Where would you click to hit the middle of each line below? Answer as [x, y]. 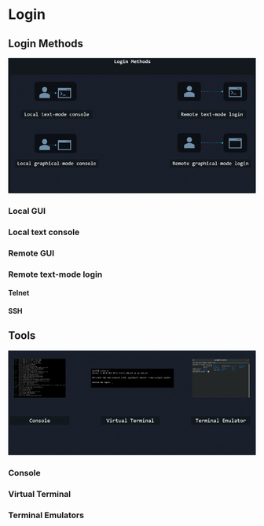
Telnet [19, 293]
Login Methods [46, 44]
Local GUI [27, 211]
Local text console [44, 232]
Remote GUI [31, 253]
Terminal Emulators [46, 515]
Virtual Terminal [40, 494]
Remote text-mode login [55, 274]
